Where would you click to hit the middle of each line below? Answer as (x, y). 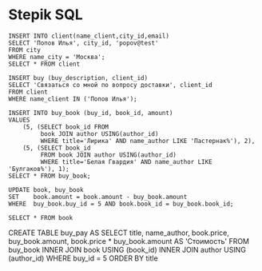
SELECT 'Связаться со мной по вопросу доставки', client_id (111, 85)
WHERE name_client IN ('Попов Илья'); (73, 99)
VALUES (19, 120)
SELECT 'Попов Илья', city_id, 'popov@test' (83, 43)
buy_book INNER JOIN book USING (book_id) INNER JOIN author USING (127, 249)
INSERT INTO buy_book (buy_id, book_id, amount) (91, 113)
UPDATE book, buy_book (46, 189)
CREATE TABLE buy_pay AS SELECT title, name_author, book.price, (119, 233)
